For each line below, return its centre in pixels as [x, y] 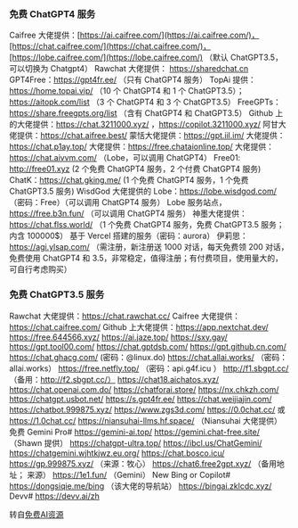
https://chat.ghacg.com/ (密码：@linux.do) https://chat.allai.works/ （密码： [149, 357]
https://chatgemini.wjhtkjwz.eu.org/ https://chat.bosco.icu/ [117, 453]
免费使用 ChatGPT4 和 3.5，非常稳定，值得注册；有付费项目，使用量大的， [146, 258]
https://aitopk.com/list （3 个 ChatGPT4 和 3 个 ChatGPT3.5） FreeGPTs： [145, 102]
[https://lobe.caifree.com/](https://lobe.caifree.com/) [106, 58]
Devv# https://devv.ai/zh [54, 496]
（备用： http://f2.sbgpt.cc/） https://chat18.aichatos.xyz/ [114, 379]
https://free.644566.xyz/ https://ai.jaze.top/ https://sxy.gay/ [119, 337]
